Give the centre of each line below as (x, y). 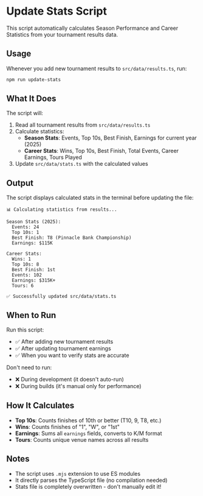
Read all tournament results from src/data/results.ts (83, 125)
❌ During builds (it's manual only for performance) (78, 386)
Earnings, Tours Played (53, 157)
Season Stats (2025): (34, 222)
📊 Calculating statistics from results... (62, 210)
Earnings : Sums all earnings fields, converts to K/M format (88, 433)
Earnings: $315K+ (34, 281)
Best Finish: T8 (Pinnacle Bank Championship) (72, 238)
